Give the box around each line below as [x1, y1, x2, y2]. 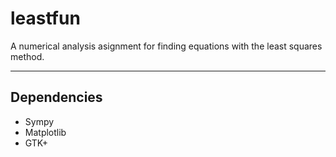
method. [10, 50, 45, 62]
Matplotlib [24, 126, 67, 138]
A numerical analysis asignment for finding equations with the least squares [10, 40, 323, 52]
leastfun [10, 7, 81, 30]
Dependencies [10, 89, 103, 106]
